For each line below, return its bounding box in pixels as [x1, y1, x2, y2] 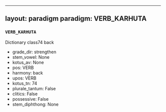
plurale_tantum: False [12, 85, 56, 91]
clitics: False [12, 91, 38, 97]
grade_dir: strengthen [12, 49, 57, 55]
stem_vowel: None [12, 54, 50, 60]
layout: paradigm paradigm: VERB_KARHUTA [5, 14, 147, 23]
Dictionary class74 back [5, 39, 54, 45]
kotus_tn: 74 [12, 80, 38, 86]
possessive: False [12, 96, 49, 102]
